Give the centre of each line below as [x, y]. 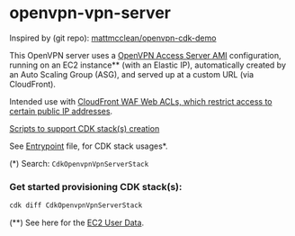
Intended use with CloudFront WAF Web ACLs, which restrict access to [141, 101]
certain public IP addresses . [61, 111]
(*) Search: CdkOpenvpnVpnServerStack [79, 163]
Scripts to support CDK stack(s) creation [85, 128]
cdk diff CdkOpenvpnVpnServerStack [76, 205]
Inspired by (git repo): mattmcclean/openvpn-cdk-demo [113, 38]
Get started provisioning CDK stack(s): [96, 186]
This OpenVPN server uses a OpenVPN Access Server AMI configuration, [145, 55]
